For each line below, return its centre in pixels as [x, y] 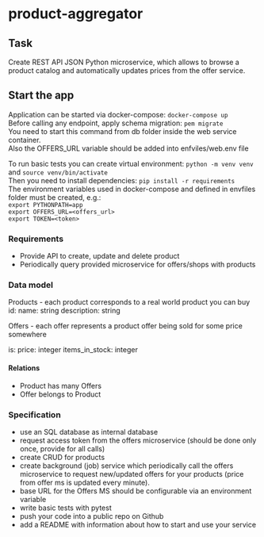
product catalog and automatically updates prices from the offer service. [127, 71]
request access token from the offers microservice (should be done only [138, 440]
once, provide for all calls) [62, 448]
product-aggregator [76, 14]
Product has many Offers [60, 385]
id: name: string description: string [64, 311]
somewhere [28, 335]
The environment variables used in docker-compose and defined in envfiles [132, 189]
